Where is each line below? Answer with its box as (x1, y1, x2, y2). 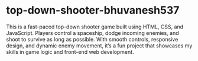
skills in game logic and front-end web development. (6, 48, 134, 55)
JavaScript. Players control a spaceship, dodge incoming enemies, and (6, 29, 179, 36)
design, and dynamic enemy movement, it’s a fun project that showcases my (6, 42, 193, 49)
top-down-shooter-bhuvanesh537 (6, 4, 180, 17)
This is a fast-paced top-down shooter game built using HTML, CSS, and (6, 23, 184, 30)
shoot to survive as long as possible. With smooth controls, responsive (6, 36, 178, 43)
